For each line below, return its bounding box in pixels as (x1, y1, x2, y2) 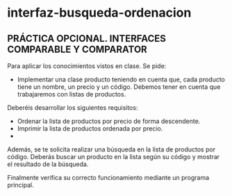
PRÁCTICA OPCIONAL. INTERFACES (7, 33, 167, 44)
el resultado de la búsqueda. (7, 160, 89, 168)
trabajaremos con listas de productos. (17, 90, 126, 98)
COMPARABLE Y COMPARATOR (7, 43, 147, 55)
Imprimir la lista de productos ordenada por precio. (17, 124, 163, 133)
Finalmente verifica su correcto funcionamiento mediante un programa (7, 174, 210, 181)
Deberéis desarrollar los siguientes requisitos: (7, 104, 138, 112)
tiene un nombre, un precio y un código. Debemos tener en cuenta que (17, 83, 221, 91)
